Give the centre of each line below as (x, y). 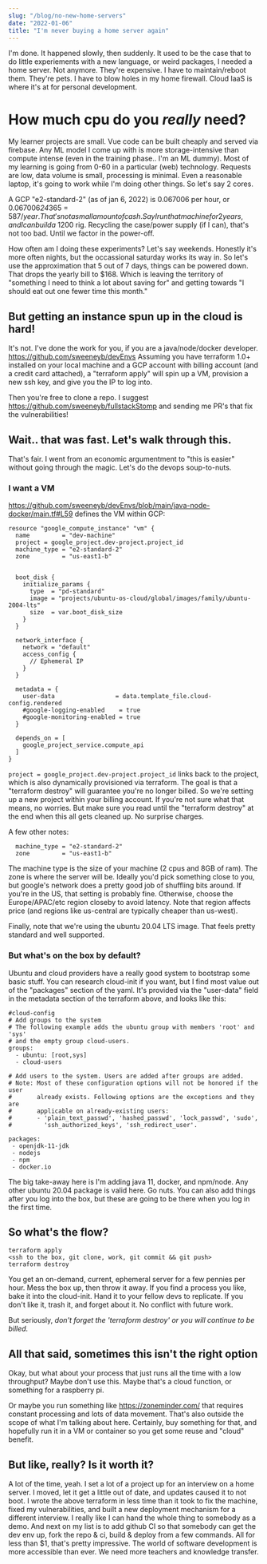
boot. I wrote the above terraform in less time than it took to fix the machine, (133, 1500)
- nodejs (26, 1153)
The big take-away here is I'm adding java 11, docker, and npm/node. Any (128, 1181)
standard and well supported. (57, 935)
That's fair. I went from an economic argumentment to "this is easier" (122, 458)
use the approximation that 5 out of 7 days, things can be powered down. (128, 266)
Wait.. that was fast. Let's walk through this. (120, 440)
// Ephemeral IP (56, 661)
